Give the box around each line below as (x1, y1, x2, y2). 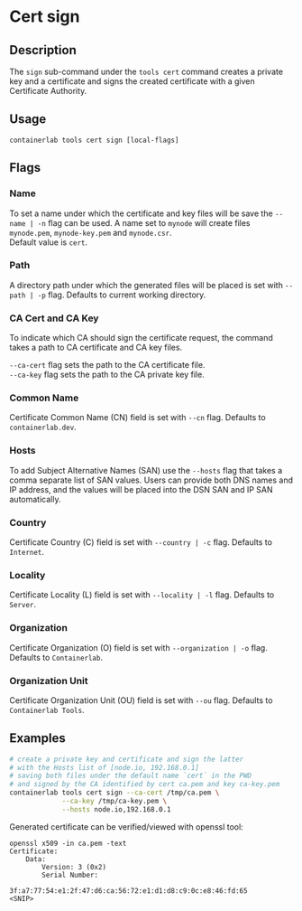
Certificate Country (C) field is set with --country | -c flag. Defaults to (9, 536, 273, 548)
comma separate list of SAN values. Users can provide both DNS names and (9, 474, 294, 485)
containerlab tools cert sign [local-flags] (9, 136, 179, 145)
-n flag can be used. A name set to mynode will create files (37, 217, 251, 228)
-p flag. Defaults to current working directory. (37, 289, 206, 300)
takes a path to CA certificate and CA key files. (9, 342, 183, 353)
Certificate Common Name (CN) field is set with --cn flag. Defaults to (9, 412, 266, 423)
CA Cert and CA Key (9, 312, 99, 324)
